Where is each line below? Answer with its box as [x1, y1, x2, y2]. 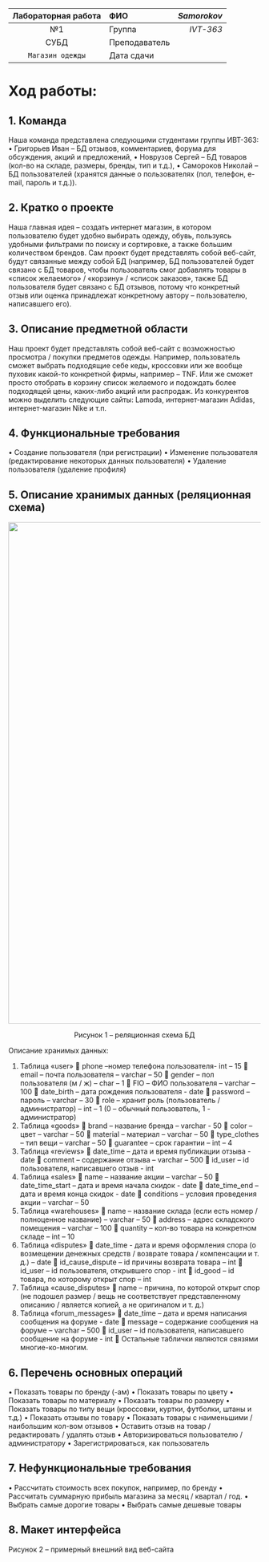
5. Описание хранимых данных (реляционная [8, 488, 251, 501]
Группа [109, 24, 137, 34]
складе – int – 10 [19, 1231, 75, 1242]
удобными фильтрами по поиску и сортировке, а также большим [8, 239, 233, 249]
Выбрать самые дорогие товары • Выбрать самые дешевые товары [8, 1499, 242, 1509]
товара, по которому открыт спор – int [19, 1275, 152, 1284]
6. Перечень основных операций [8, 1365, 183, 1379]
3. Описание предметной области [8, 323, 188, 336]
